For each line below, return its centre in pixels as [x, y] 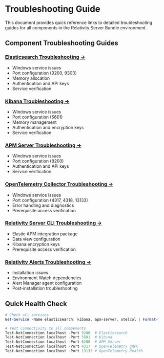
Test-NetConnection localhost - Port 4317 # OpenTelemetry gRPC [72, 347]
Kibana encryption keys [36, 244]
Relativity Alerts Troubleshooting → [48, 262]
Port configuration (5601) [37, 117]
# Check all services [27, 315]
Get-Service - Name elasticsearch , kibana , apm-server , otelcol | [73, 319]
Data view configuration [36, 239]
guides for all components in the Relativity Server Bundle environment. [76, 27]
